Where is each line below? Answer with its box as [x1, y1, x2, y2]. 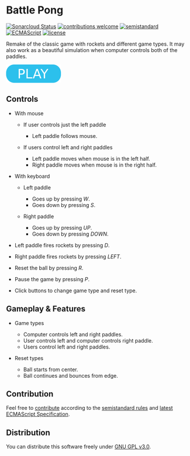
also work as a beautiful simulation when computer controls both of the [6, 46, 178, 53]
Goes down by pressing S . [32, 201, 95, 208]
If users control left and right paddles [23, 144, 113, 151]
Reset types [14, 354, 44, 361]
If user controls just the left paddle [23, 121, 106, 128]
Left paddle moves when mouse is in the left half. [32, 155, 150, 162]
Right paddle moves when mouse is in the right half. [32, 161, 157, 168]
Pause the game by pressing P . [14, 275, 89, 282]
